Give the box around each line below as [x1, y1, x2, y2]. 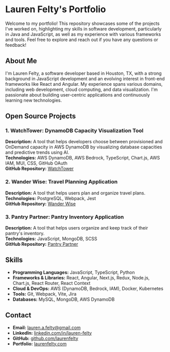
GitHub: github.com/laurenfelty [12, 335, 79, 341]
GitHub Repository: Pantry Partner [5, 241, 79, 247]
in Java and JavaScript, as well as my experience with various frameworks [5, 31, 161, 37]
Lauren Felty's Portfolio [5, 4, 107, 15]
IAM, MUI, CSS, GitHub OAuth [5, 160, 67, 166]
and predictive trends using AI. [5, 149, 70, 155]
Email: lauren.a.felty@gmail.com [12, 324, 81, 331]
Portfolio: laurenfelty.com [12, 340, 67, 346]
